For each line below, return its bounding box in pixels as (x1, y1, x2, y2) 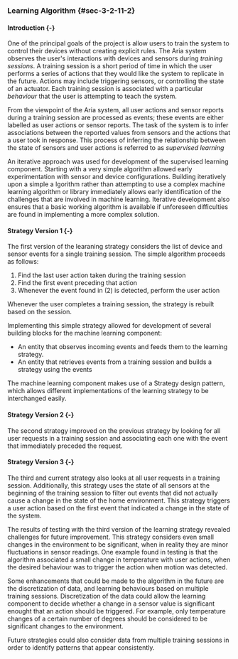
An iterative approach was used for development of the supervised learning (7, 157, 229, 166)
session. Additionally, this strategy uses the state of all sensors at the (7, 481, 210, 489)
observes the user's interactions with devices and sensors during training (7, 54, 223, 63)
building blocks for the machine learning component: (7, 329, 162, 338)
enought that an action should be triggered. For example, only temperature (7, 606, 226, 615)
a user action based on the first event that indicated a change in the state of (7, 503, 229, 512)
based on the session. (7, 308, 72, 316)
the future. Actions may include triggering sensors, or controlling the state (7, 77, 225, 85)
